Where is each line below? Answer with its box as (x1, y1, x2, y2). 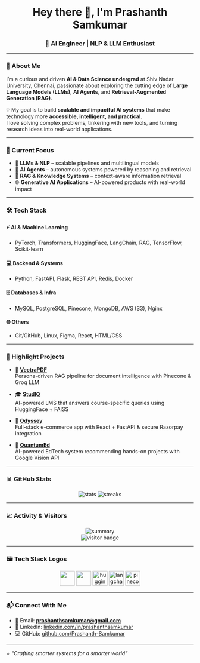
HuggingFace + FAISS (14, 406, 69, 413)
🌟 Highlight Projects (6, 352, 65, 361)
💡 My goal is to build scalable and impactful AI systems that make (6, 106, 171, 113)
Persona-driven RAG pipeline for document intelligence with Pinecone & (14, 373, 192, 380)
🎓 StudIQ (14, 391, 40, 398)
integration (14, 430, 42, 437)
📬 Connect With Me (6, 601, 67, 609)
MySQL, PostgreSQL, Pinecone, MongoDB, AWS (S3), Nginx (14, 305, 162, 312)
